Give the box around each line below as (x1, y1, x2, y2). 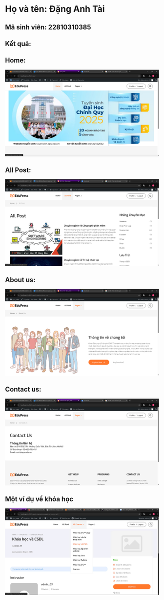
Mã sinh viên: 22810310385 (5, 23, 91, 31)
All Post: (5, 166, 31, 174)
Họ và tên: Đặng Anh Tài (5, 3, 105, 15)
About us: (5, 276, 36, 284)
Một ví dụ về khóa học (5, 495, 74, 503)
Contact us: (5, 385, 41, 393)
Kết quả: (5, 39, 31, 48)
